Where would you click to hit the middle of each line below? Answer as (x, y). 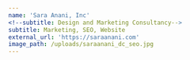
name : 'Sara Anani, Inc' (49, 15)
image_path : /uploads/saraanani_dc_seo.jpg (81, 44)
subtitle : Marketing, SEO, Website (67, 30)
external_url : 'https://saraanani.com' (74, 37)
